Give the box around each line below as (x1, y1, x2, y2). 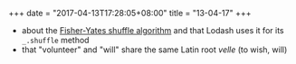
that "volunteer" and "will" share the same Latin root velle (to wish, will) (21, 44, 288, 55)
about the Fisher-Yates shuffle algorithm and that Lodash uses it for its (21, 25, 284, 35)
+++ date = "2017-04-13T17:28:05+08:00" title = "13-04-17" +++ (8, 8, 252, 18)
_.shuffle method (21, 35, 90, 45)
